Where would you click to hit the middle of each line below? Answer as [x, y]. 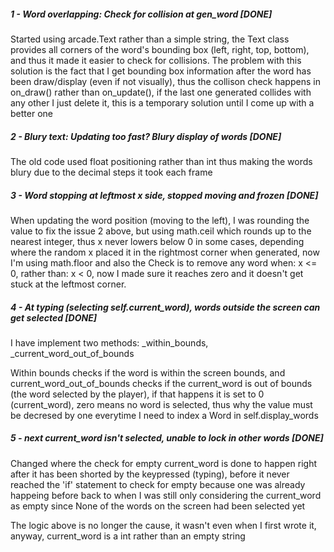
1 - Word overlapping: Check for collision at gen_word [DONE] [141, 14]
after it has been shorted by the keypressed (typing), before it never [150, 474]
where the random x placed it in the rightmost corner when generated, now [165, 252]
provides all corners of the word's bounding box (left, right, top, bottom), [160, 49]
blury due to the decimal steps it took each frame [111, 172]
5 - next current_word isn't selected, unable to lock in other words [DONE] [167, 438]
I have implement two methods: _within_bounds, [109, 342]
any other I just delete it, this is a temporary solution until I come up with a [162, 102]
